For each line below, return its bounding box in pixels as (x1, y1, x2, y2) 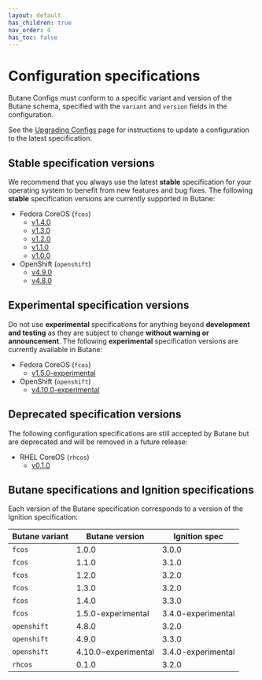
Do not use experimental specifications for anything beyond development (8, 319, 250, 329)
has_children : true (8, 19, 72, 27)
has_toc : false (8, 33, 58, 42)
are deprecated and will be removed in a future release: (8, 437, 188, 447)
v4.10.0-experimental (31, 384, 100, 394)
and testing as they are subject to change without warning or (8, 328, 210, 337)
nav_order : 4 (8, 26, 51, 34)
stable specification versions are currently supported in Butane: (8, 194, 216, 203)
